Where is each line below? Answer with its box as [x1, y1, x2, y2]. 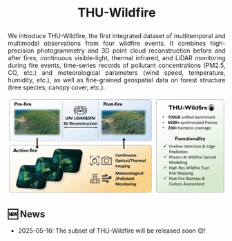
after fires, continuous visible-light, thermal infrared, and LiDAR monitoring [8, 54, 226, 62]
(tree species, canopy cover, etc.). [8, 83, 106, 91]
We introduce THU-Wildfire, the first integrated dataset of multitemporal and [8, 32, 226, 40]
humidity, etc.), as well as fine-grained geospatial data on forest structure [8, 76, 226, 84]
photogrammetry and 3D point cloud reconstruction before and [37, 46, 226, 55]
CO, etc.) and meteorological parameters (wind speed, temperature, [8, 69, 226, 77]
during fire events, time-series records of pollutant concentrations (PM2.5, [8, 61, 226, 70]
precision [8, 46, 35, 55]
